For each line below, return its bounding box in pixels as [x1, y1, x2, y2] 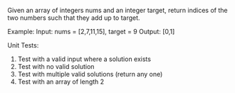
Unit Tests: [7, 41, 39, 49]
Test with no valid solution [17, 62, 95, 70]
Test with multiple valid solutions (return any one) [17, 70, 163, 78]
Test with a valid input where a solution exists [17, 55, 152, 63]
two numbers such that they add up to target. [7, 13, 140, 22]
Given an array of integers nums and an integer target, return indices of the [7, 6, 228, 14]
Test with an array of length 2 [17, 77, 105, 86]
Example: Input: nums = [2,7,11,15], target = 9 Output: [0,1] [7, 28, 175, 35]
